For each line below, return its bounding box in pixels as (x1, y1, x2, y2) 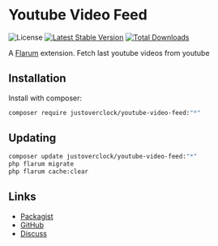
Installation (8, 71, 66, 86)
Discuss (19, 228, 47, 238)
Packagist (19, 211, 54, 221)
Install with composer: (8, 93, 83, 103)
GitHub (19, 220, 45, 230)
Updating (8, 131, 57, 145)
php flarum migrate (8, 160, 75, 168)
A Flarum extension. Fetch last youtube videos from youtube (8, 48, 210, 57)
